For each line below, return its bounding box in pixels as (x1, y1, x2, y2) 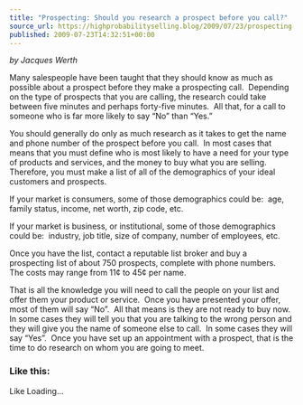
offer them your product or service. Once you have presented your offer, (9, 295, 281, 306)
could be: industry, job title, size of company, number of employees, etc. (9, 231, 280, 241)
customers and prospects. (9, 176, 107, 187)
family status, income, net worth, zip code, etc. (9, 203, 184, 214)
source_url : (9, 22, 54, 31)
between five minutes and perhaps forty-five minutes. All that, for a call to (9, 101, 286, 112)
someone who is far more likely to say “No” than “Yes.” (9, 110, 214, 122)
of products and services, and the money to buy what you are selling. (9, 157, 268, 168)
